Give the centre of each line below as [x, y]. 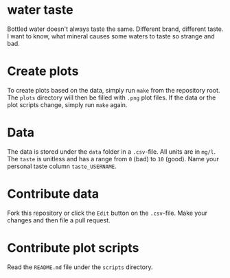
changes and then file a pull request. [59, 220]
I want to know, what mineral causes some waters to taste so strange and [111, 36]
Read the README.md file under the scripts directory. [80, 267]
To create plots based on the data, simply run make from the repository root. [114, 90]
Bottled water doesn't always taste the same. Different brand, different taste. [115, 29]
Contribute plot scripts [73, 247]
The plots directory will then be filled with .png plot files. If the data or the [112, 97]
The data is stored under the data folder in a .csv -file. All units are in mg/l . [112, 151]
